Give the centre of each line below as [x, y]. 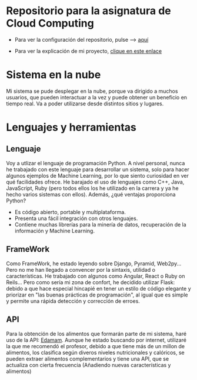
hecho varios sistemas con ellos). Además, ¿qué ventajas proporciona [91, 194]
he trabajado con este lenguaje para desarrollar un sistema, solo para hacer [98, 169]
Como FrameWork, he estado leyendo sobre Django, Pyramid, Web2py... [94, 264]
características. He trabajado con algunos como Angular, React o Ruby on [96, 276]
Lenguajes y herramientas [71, 127]
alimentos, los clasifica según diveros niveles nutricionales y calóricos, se [96, 352]
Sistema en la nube [54, 75]
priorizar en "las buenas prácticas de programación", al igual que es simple [97, 295]
